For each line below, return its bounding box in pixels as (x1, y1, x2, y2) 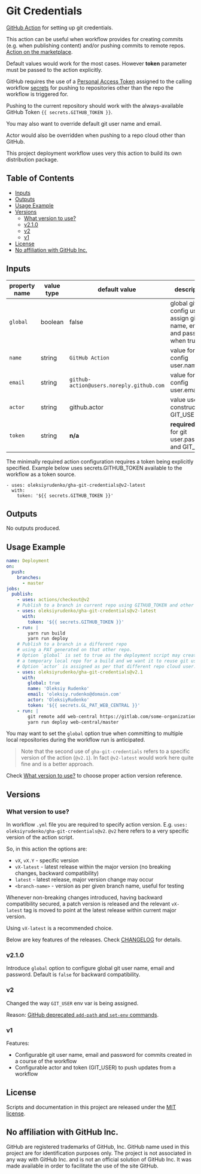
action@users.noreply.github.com (69, 382, 165, 389)
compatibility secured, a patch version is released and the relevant (6, 900, 170, 907)
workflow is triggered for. (6, 90, 69, 97)
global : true (28, 680, 60, 686)
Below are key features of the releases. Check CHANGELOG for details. (6, 936, 182, 943)
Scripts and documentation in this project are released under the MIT (6, 1103, 176, 1111)
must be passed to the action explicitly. (6, 66, 103, 73)
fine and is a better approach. (20, 761, 94, 768)
